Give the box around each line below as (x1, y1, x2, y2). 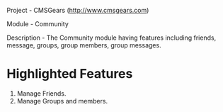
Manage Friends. (16, 89, 67, 98)
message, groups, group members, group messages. (6, 41, 161, 49)
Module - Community (6, 20, 69, 28)
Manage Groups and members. (16, 96, 108, 105)
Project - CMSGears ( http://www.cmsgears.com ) (6, 6, 149, 14)
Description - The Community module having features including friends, (6, 33, 217, 42)
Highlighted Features (6, 66, 133, 82)
